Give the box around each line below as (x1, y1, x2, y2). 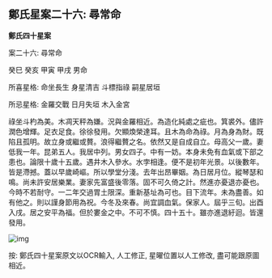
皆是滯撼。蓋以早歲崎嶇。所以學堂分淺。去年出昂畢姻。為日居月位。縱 (8, 166, 243, 176)
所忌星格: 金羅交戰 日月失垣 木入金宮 (8, 99, 130, 109)
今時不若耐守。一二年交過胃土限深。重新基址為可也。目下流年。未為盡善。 (8, 187, 257, 196)
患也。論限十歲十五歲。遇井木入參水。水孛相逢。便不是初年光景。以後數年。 (8, 157, 264, 166)
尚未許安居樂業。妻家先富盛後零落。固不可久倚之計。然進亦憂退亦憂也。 (22, 177, 264, 187)
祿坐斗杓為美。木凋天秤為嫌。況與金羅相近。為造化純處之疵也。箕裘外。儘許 (8, 116, 264, 126)
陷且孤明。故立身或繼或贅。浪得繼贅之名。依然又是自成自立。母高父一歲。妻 (8, 137, 264, 146)
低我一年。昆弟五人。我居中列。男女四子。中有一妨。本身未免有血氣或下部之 (8, 146, 264, 156)
